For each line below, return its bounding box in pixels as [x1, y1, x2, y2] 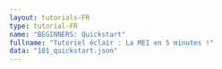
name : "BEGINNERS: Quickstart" [9, 30, 126, 39]
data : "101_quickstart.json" [9, 47, 118, 56]
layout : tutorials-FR [9, 13, 90, 22]
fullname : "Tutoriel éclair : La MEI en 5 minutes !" [9, 38, 215, 47]
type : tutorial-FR [9, 22, 78, 30]
